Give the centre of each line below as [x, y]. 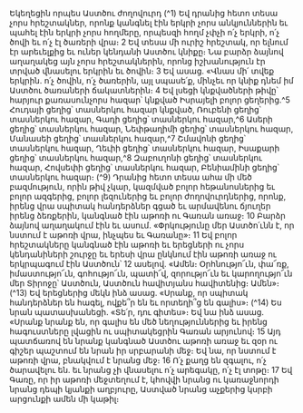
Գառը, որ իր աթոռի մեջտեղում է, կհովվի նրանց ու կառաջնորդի [144, 379]
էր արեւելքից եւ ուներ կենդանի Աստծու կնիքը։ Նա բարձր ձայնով [147, 52]
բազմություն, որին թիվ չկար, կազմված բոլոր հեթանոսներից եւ [142, 187]
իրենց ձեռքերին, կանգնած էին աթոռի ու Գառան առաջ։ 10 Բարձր [147, 216]
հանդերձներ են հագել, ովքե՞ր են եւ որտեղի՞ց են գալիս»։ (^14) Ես [146, 302]
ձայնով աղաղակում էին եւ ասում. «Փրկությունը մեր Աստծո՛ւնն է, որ [152, 225]
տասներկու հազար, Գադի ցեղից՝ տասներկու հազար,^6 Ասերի [142, 119]
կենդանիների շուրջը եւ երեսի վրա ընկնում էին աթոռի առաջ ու [143, 254]
